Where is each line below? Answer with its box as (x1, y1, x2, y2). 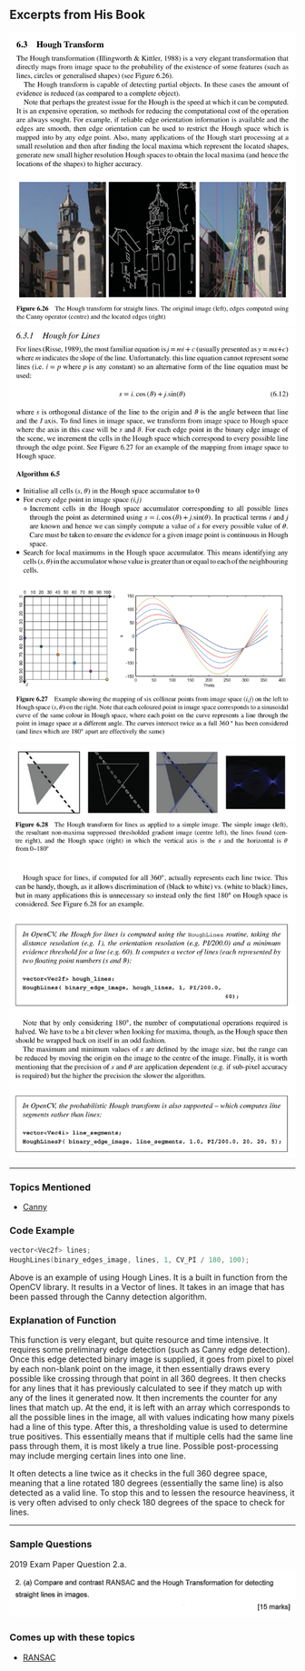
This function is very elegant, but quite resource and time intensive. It (9, 1335, 270, 1346)
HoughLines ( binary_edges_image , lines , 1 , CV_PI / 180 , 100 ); (9, 1256, 250, 1265)
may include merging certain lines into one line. (9, 1450, 186, 1462)
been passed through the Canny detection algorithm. (9, 1291, 207, 1303)
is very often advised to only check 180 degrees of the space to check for (9, 1497, 286, 1508)
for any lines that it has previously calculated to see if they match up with (9, 1383, 283, 1394)
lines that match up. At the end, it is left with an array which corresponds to (9, 1402, 290, 1413)
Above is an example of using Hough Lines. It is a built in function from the (9, 1272, 288, 1283)
